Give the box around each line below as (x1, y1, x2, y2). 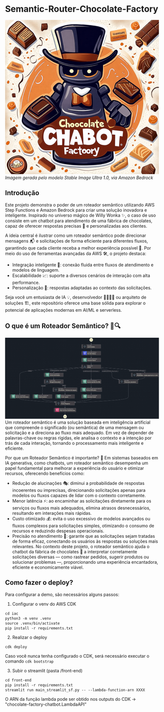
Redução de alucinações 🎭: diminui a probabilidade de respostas (12, 480, 145, 486)
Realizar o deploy (12, 634, 47, 640)
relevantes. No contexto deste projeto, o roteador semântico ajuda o (12, 543, 150, 549)
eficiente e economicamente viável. (12, 564, 84, 570)
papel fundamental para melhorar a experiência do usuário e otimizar (5, 465, 144, 471)
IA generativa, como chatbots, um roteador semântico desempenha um (5, 460, 148, 466)
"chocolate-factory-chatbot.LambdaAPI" (5, 701, 87, 707)
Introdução (5, 189, 40, 197)
